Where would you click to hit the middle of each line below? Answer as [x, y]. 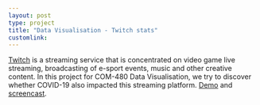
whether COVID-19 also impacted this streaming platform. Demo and [120, 85]
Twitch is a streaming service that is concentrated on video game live [122, 60]
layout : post [30, 15]
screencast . [28, 94]
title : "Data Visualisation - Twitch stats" [83, 30]
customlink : [28, 37]
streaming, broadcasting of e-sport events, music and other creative [120, 69]
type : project [32, 23]
